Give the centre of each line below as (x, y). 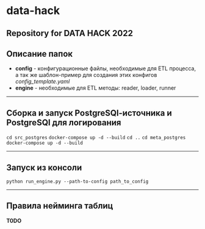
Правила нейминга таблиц (60, 206)
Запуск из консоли (44, 168)
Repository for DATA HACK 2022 (70, 33)
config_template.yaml (42, 82)
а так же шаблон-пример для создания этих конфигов (86, 75)
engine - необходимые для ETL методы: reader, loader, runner (95, 88)
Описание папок (40, 53)
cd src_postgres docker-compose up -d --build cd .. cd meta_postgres (96, 138)
